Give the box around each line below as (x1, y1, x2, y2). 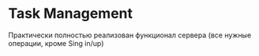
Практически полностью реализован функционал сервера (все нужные (8, 30, 252, 40)
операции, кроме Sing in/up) (8, 38, 104, 47)
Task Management (8, 5, 133, 23)
